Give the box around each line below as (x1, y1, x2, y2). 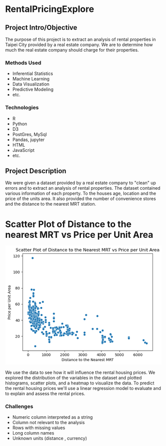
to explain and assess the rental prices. (5, 390, 85, 396)
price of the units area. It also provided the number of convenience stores (5, 196, 156, 202)
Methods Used (5, 59, 41, 66)
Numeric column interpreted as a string (12, 414, 93, 420)
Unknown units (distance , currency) (12, 436, 87, 442)
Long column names (12, 430, 55, 436)
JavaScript (12, 147, 35, 153)
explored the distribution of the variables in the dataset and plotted (5, 374, 142, 380)
